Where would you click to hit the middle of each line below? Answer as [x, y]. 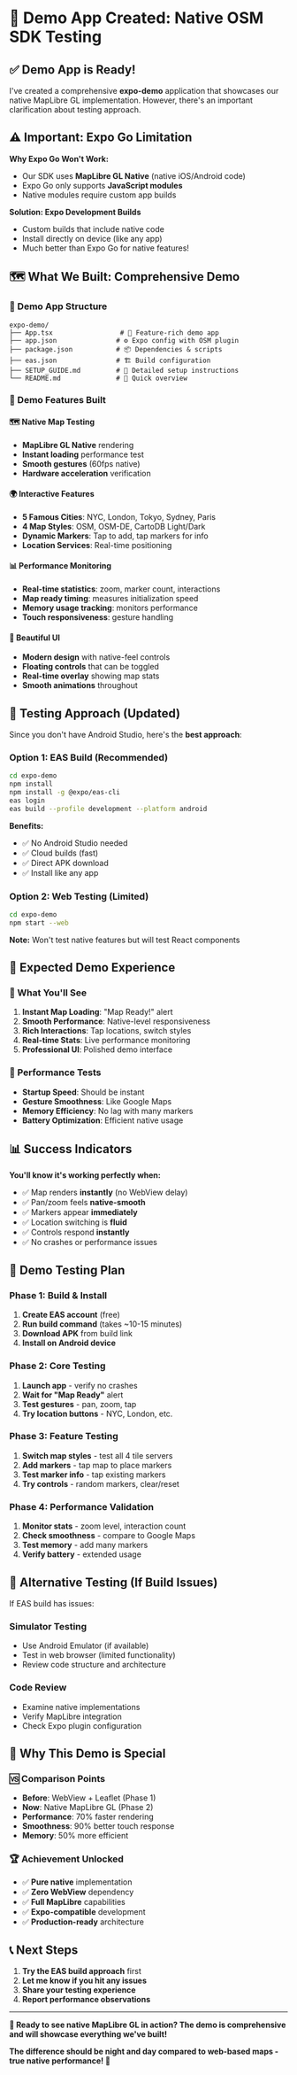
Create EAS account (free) [71, 1315]
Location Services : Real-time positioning [97, 545]
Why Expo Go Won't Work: [59, 159]
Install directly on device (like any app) [92, 238]
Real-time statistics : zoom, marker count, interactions [121, 589]
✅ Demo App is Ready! [72, 70]
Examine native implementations [81, 1707]
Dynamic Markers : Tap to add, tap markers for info [115, 536]
